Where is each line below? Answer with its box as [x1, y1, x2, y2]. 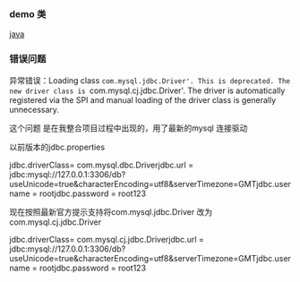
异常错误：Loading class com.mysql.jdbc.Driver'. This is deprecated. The [9, 74, 291, 86]
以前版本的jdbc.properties [9, 141, 106, 152]
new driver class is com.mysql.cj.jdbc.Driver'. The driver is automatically [9, 85, 286, 96]
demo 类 [9, 7, 47, 20]
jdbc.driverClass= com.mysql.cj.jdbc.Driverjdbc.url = [9, 234, 204, 244]
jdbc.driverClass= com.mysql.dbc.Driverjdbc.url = [9, 159, 194, 170]
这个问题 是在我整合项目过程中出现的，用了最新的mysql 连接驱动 [9, 123, 248, 133]
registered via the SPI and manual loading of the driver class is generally [9, 94, 277, 105]
